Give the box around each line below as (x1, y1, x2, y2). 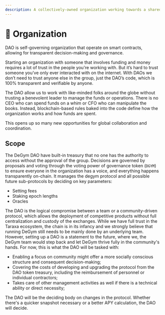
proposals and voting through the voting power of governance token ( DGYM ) (5, 163, 157, 169)
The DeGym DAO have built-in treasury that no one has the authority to (5, 153, 149, 158)
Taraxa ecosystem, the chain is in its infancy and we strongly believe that (5, 224, 153, 230)
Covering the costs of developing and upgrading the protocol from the (12, 264, 155, 270)
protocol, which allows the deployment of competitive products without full (5, 213, 157, 219)
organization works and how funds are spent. (5, 110, 97, 116)
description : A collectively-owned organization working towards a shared (5, 7, 162, 12)
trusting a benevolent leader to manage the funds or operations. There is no (5, 95, 159, 101)
